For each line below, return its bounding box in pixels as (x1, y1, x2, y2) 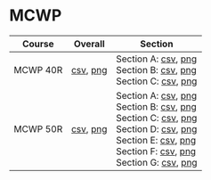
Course (21, 37, 55, 50)
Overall (73, 37, 105, 50)
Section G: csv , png (115, 156, 198, 168)
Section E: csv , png (115, 134, 197, 146)
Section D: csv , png (115, 122, 198, 135)
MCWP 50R (13, 122, 63, 135)
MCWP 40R (13, 63, 63, 76)
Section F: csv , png (115, 144, 197, 157)
